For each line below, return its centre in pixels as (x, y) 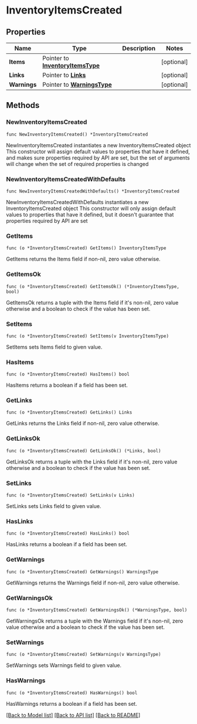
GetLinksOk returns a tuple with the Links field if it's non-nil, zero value (92, 462)
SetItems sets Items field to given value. (54, 347)
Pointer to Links (64, 75)
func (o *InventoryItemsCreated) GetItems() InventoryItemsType (86, 248)
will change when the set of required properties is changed (77, 164)
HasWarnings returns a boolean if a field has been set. (72, 703)
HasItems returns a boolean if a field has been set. (67, 385)
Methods (23, 105)
